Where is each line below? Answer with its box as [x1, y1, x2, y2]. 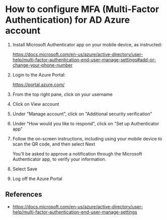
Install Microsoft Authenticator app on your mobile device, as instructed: [12, 41, 162, 47]
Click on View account [12, 101, 59, 107]
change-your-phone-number [12, 62, 73, 68]
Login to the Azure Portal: [12, 71, 66, 78]
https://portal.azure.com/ [12, 82, 65, 88]
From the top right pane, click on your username [12, 91, 113, 97]
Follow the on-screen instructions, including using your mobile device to [12, 135, 162, 141]
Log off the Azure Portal [12, 175, 63, 182]
